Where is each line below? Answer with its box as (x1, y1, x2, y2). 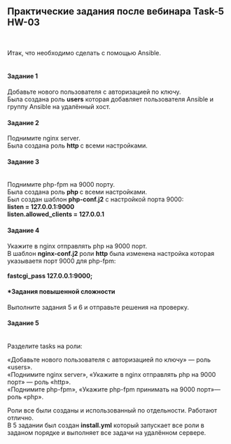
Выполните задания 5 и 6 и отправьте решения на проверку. (7, 303, 189, 311)
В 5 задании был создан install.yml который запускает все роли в (7, 421, 204, 429)
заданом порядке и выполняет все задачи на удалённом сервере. (7, 429, 206, 437)
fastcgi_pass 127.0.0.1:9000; (7, 271, 93, 280)
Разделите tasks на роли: (7, 342, 83, 350)
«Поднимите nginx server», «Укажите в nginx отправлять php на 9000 (7, 371, 216, 379)
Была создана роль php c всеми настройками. (7, 188, 148, 196)
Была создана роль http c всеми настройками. (7, 141, 148, 150)
